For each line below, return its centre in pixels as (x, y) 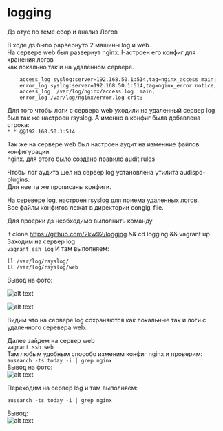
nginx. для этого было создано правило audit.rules (81, 159)
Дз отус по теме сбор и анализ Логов (63, 32)
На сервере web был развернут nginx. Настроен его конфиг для (102, 52)
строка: (18, 124)
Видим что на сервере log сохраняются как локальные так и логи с (107, 320)
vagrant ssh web (30, 347)
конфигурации (28, 151)
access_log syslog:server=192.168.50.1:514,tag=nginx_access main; (118, 79)
